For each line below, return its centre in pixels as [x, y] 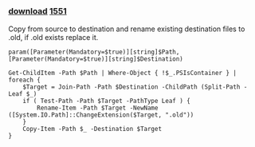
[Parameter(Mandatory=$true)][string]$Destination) [96, 59]
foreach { [25, 80]
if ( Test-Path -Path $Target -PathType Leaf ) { [107, 101]
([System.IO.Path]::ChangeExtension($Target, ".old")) [101, 115]
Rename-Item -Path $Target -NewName [98, 108]
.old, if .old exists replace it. [53, 37]
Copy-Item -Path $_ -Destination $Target [92, 129]
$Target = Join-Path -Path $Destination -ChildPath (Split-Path [131, 87]
